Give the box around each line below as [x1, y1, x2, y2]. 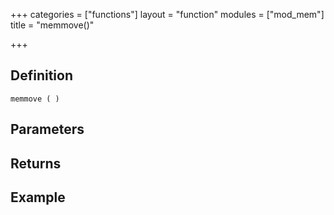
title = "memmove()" [10, 19, 95, 31]
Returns [10, 155, 62, 172]
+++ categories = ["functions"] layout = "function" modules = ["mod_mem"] [10, 9, 325, 20]
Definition [10, 67, 73, 84]
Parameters [10, 121, 85, 138]
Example [10, 189, 66, 206]
